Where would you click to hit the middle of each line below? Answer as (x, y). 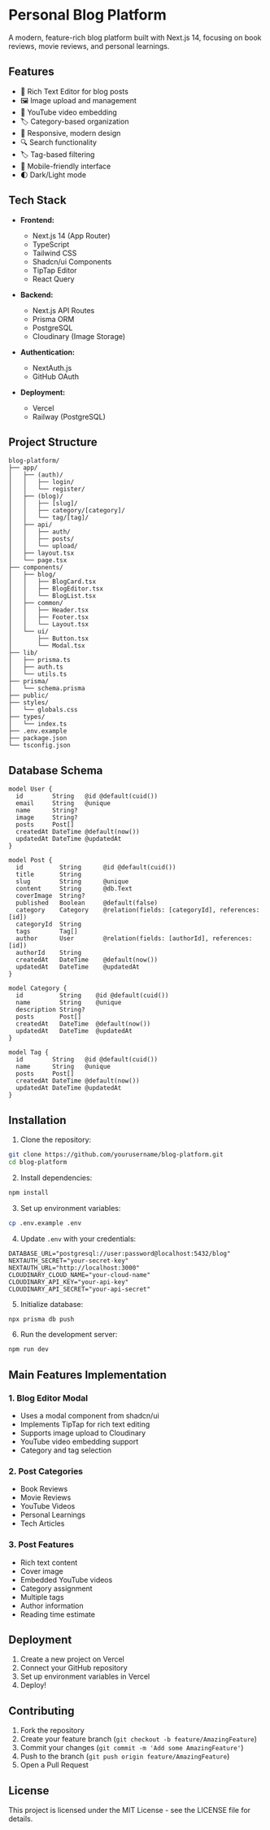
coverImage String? (50, 896)
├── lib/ (23, 653)
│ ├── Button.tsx (49, 639)
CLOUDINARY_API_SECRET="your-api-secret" (80, 1289)
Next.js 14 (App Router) (72, 235)
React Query (53, 279)
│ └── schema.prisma (47, 689)
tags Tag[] (47, 932)
